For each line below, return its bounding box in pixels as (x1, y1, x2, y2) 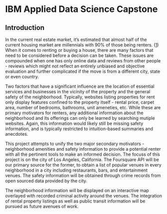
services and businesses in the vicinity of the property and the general (5, 89, 151, 94)
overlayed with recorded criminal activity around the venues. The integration (5, 193, 163, 199)
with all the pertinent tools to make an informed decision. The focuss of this (5, 151, 161, 157)
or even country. (5, 74, 39, 79)
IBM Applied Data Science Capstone (5, 3, 158, 15)
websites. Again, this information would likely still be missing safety (5, 121, 144, 126)
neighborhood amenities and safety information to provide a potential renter (5, 146, 161, 152)
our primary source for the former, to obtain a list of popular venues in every (5, 162, 162, 168)
